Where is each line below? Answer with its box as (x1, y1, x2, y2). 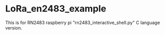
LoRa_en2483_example (5, 3, 106, 14)
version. (5, 24, 22, 30)
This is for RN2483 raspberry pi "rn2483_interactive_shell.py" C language (5, 19, 160, 25)
